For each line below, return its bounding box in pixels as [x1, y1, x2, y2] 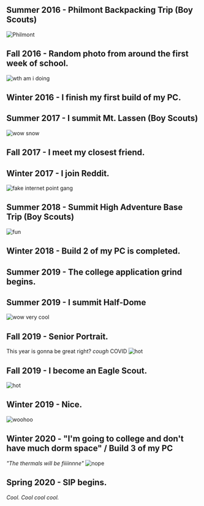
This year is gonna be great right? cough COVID [6, 348, 127, 355]
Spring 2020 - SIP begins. [6, 477, 107, 488]
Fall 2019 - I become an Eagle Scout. [6, 365, 148, 376]
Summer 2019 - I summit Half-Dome [6, 297, 146, 308]
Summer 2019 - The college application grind [6, 267, 183, 277]
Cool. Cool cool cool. [6, 494, 59, 501]
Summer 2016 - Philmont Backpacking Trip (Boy [6, 5, 194, 15]
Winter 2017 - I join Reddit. [6, 168, 110, 179]
